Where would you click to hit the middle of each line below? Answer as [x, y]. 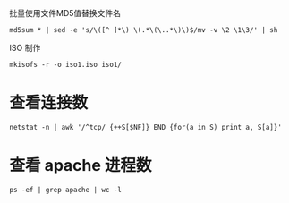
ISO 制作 [25, 48]
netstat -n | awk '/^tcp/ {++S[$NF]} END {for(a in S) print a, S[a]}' [145, 127]
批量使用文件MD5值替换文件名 [65, 13]
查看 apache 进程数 [81, 166]
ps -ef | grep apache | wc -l [66, 190]
